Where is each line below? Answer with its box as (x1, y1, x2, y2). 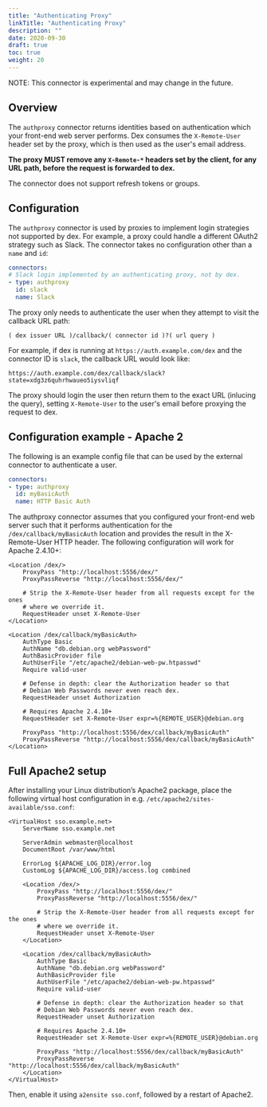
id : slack (15, 286, 48, 294)
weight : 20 (8, 57, 45, 65)
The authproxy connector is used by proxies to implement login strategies (8, 222, 249, 232)
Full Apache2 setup (8, 764, 107, 778)
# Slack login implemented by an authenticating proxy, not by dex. (8, 271, 241, 279)
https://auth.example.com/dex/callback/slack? (8, 369, 166, 377)
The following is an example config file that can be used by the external (8, 451, 243, 461)
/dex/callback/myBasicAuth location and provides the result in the (8, 529, 224, 539)
